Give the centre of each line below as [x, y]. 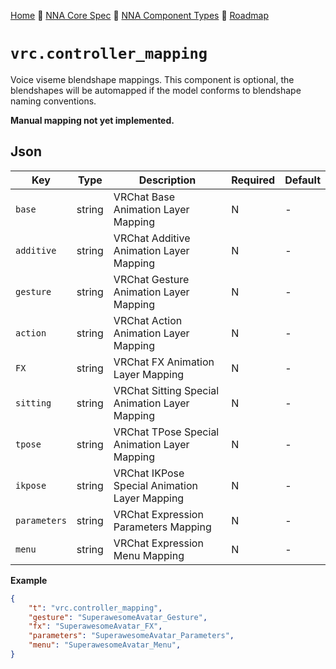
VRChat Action [148, 320]
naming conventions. [53, 101]
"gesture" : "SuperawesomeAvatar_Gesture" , [118, 617]
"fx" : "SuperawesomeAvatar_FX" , [95, 626]
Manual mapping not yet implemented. [92, 120]
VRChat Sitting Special [166, 390]
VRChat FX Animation [164, 362]
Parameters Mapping [162, 527]
